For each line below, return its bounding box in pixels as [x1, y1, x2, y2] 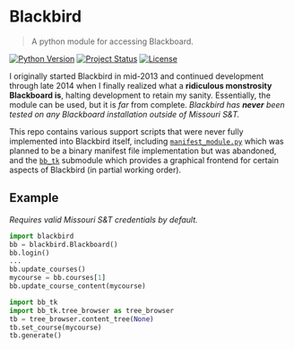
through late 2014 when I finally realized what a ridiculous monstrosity [9, 80, 272, 91]
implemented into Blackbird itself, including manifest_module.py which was [9, 135, 284, 146]
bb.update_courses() [9, 265, 87, 275]
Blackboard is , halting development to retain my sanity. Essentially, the [9, 90, 272, 100]
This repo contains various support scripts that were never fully [9, 126, 244, 136]
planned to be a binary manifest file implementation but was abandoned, [9, 145, 277, 156]
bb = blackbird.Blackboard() [9, 240, 118, 249]
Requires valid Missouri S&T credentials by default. [9, 214, 199, 225]
